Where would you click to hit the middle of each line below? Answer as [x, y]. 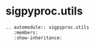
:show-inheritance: [38, 38]
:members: [26, 32]
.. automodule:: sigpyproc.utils [47, 27]
